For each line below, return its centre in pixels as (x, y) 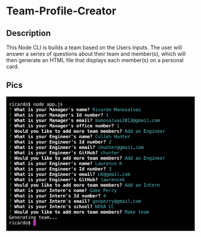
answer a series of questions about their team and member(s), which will (96, 54)
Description (28, 33)
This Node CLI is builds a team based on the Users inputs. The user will (94, 47)
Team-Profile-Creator (61, 11)
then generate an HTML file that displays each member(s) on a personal (95, 60)
